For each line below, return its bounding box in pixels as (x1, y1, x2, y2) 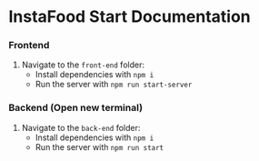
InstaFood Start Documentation (8, 6, 251, 27)
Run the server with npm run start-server (35, 79, 193, 90)
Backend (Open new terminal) (8, 102, 143, 115)
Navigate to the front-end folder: (21, 59, 144, 70)
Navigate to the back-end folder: (21, 122, 141, 133)
